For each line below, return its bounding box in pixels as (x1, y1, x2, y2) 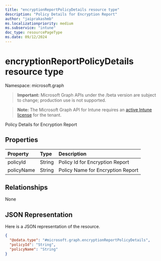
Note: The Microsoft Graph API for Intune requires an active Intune (17, 107, 152, 113)
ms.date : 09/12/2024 (5, 35, 48, 40)
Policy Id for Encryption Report (58, 158, 129, 165)
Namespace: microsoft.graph (5, 82, 64, 88)
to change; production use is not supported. (17, 97, 107, 103)
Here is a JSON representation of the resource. (5, 224, 101, 230)
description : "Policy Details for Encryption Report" (5, 12, 118, 17)
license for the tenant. (17, 112, 62, 118)
